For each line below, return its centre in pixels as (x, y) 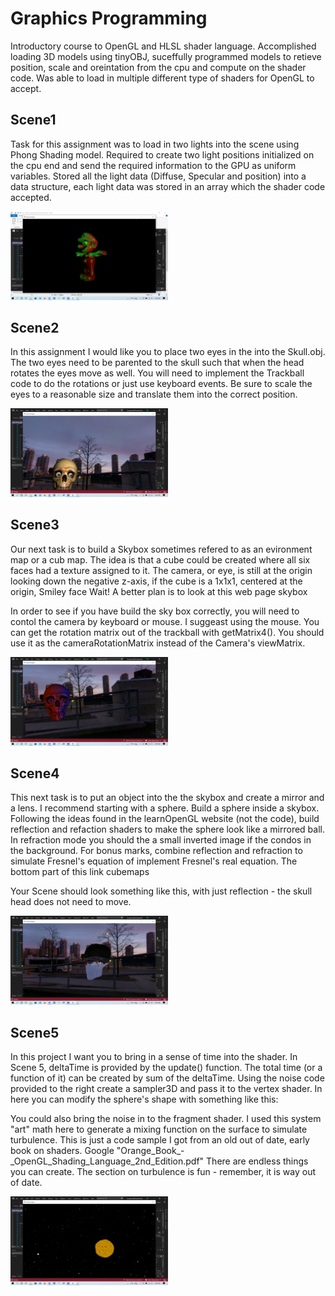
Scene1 (33, 120)
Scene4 (35, 773)
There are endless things (257, 1161)
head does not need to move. (71, 902)
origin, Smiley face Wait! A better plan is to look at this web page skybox (159, 591)
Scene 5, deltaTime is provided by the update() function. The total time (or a (166, 1067)
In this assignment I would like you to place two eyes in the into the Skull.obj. (168, 352)
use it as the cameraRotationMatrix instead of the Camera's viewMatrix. (158, 643)
